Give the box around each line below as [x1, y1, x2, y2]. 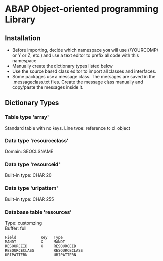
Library [5, 14, 36, 25]
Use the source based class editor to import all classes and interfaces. [12, 68, 156, 74]
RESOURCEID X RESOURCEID [5, 243, 77, 249]
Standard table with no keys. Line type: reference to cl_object [5, 125, 130, 130]
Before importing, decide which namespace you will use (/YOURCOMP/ [12, 47, 159, 53]
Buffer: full [5, 225, 27, 231]
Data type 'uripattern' [5, 185, 58, 192]
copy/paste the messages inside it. [12, 84, 84, 90]
